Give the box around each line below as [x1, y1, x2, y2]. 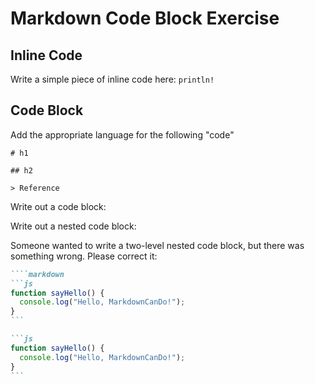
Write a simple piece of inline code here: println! [10, 73, 215, 85]
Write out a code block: [10, 200, 107, 212]
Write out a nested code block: [10, 220, 137, 232]
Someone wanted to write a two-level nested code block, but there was [10, 239, 305, 251]
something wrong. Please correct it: [10, 250, 158, 262]
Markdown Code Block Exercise [10, 7, 280, 30]
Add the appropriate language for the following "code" [10, 128, 235, 141]
